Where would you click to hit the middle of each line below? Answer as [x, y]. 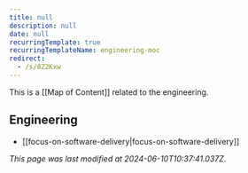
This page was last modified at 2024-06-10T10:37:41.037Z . [118, 158]
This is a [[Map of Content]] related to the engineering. [109, 92]
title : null [31, 17]
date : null [29, 34]
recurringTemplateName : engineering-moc [85, 51]
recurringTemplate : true [55, 42]
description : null [43, 26]
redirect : [27, 59]
